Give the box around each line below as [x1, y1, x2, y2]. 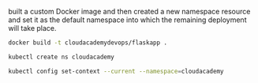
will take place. [8, 24, 57, 32]
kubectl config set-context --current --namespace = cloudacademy [8, 67, 224, 75]
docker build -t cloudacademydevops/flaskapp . [8, 39, 168, 47]
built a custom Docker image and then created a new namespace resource [8, 7, 251, 16]
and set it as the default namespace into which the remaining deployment [8, 15, 247, 25]
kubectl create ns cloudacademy [8, 53, 114, 61]
